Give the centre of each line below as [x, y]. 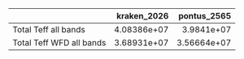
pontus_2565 [205, 16]
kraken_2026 [143, 16]
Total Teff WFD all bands [59, 42]
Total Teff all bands [49, 29]
